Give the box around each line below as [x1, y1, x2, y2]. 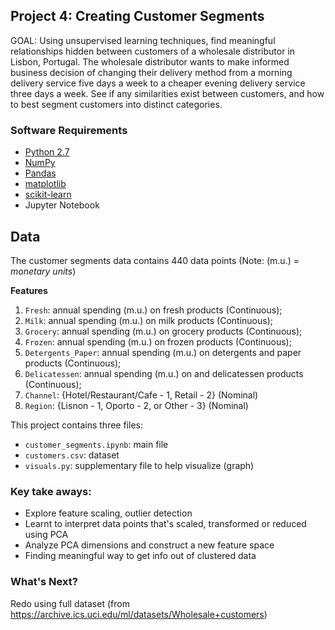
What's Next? [10, 575, 78, 589]
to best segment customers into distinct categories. [10, 98, 223, 110]
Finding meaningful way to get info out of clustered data [24, 550, 257, 562]
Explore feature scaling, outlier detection [24, 507, 193, 519]
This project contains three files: [10, 419, 143, 431]
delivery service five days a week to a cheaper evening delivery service [10, 77, 306, 89]
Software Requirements [10, 123, 128, 137]
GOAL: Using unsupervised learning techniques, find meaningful [10, 34, 276, 46]
